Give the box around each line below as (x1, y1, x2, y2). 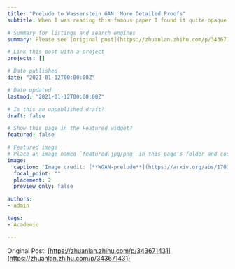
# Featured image (7, 144, 58, 151)
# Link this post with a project (7, 48, 105, 56)
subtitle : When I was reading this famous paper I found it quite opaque (7, 17, 227, 24)
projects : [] (7, 55, 45, 62)
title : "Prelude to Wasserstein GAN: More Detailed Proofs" (7, 10, 187, 17)
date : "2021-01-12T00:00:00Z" (7, 74, 96, 81)
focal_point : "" (13, 170, 61, 177)
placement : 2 (13, 176, 52, 184)
